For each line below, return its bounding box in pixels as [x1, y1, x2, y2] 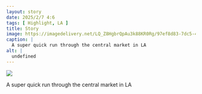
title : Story [6, 25, 39, 32]
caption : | [6, 37, 34, 43]
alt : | [6, 48, 23, 54]
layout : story [6, 8, 42, 15]
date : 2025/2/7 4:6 [6, 14, 55, 20]
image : [6, 31, 23, 37]
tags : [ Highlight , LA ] [6, 20, 69, 26]
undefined [11, 53, 36, 59]
